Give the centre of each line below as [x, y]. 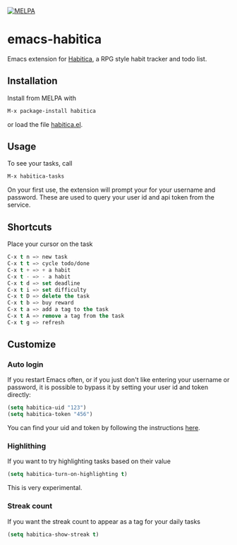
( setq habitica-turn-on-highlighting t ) [68, 474]
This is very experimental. [45, 488]
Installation [32, 81]
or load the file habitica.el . [45, 124]
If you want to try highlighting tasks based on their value [89, 461]
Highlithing [27, 446]
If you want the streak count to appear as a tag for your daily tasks [104, 521]
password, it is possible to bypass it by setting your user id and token [108, 387]
